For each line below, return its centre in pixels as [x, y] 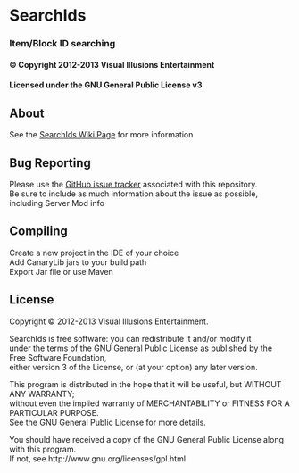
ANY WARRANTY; [42, 394]
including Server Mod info [57, 203]
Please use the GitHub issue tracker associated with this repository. [133, 184]
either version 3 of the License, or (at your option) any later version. [134, 367]
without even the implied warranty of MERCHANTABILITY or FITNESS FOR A [149, 403]
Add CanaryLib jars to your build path [78, 262]
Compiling [39, 232]
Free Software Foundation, [58, 357]
